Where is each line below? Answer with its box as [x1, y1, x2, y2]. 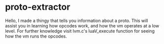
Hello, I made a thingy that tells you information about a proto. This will [5, 18, 148, 23]
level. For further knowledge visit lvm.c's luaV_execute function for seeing [5, 28, 155, 34]
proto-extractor [5, 1, 70, 13]
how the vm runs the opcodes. [5, 33, 67, 39]
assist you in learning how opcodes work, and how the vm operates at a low [5, 22, 160, 28]
